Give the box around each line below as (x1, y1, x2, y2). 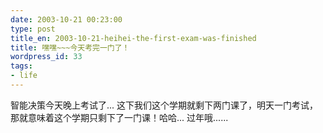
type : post (10, 24, 56, 34)
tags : (10, 61, 33, 71)
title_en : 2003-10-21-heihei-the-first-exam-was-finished (10, 33, 257, 43)
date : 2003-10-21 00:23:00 (10, 14, 123, 25)
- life (10, 71, 38, 81)
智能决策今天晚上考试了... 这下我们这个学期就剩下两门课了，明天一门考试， (10, 99, 319, 111)
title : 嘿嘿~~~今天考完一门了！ (10, 42, 130, 53)
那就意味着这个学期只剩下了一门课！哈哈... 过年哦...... (10, 111, 229, 123)
